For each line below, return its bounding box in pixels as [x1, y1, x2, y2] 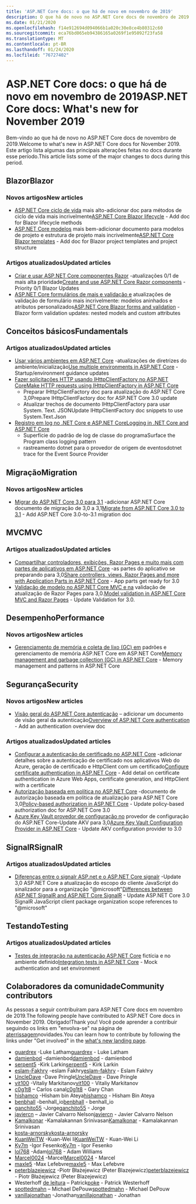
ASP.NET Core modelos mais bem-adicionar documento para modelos [14, 225, 184, 232]
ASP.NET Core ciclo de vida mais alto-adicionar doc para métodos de [14, 207, 182, 214]
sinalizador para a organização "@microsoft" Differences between [14, 885, 173, 892]
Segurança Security [6, 679, 79, 689]
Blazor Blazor [6, 176, 54, 186]
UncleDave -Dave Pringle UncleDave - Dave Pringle [14, 1073, 138, 1080]
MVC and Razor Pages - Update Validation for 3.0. [14, 596, 135, 603]
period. [6, 159, 23, 166]
